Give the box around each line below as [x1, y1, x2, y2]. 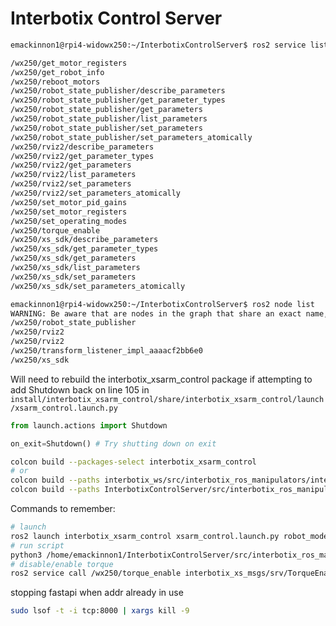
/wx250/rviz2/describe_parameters [10, 142, 155, 152]
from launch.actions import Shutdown [10, 420, 168, 431]
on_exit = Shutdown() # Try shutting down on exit [10, 438, 217, 449]
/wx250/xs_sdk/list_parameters [10, 263, 141, 273]
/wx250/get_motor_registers [10, 58, 128, 68]
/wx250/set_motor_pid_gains [10, 197, 128, 207]
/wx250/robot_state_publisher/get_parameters [10, 105, 203, 115]
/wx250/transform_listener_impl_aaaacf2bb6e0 [10, 346, 203, 356]
